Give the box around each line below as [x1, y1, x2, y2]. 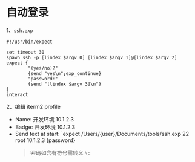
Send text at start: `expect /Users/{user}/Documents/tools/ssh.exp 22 [15, 130, 190, 137]
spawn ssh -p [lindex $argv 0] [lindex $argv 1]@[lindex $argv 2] [6, 54, 177, 60]
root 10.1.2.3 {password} [15, 137, 76, 144]
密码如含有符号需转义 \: [30, 149, 91, 156]
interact [6, 91, 28, 97]
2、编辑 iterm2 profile [6, 103, 61, 110]
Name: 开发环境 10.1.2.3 [15, 115, 74, 123]
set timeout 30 [6, 49, 45, 55]
